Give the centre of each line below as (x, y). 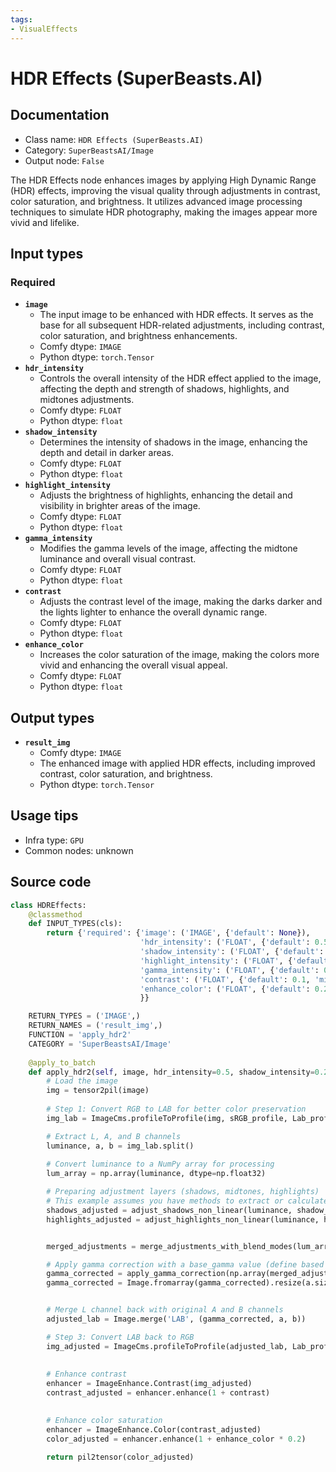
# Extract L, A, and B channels (114, 1136)
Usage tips (44, 816)
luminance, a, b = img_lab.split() (120, 1146)
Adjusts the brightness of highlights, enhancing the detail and (166, 495)
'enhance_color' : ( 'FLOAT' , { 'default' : (225, 989)
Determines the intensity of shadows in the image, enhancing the (173, 442)
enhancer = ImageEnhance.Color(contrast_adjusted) (154, 1429)
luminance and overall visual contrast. (118, 559)
